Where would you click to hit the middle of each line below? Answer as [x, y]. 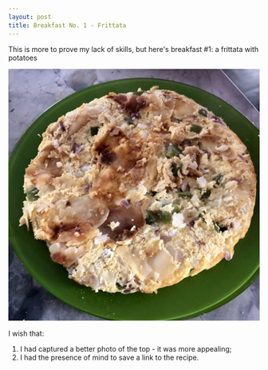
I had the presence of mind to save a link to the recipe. [109, 357]
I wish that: [26, 333]
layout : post [30, 17]
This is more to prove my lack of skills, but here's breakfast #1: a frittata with [134, 49]
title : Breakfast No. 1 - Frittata [67, 25]
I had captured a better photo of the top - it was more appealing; [126, 348]
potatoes [23, 58]
